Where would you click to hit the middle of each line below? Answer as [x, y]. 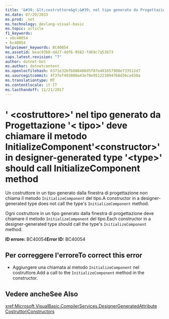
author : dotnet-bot [26, 62]
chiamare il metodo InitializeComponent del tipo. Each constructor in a [78, 219]
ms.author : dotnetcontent [32, 66]
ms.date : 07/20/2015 [27, 15]
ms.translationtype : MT [30, 80]
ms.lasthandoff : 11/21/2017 [35, 90]
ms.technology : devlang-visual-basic [45, 24]
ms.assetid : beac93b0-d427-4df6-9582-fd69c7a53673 [59, 52]
